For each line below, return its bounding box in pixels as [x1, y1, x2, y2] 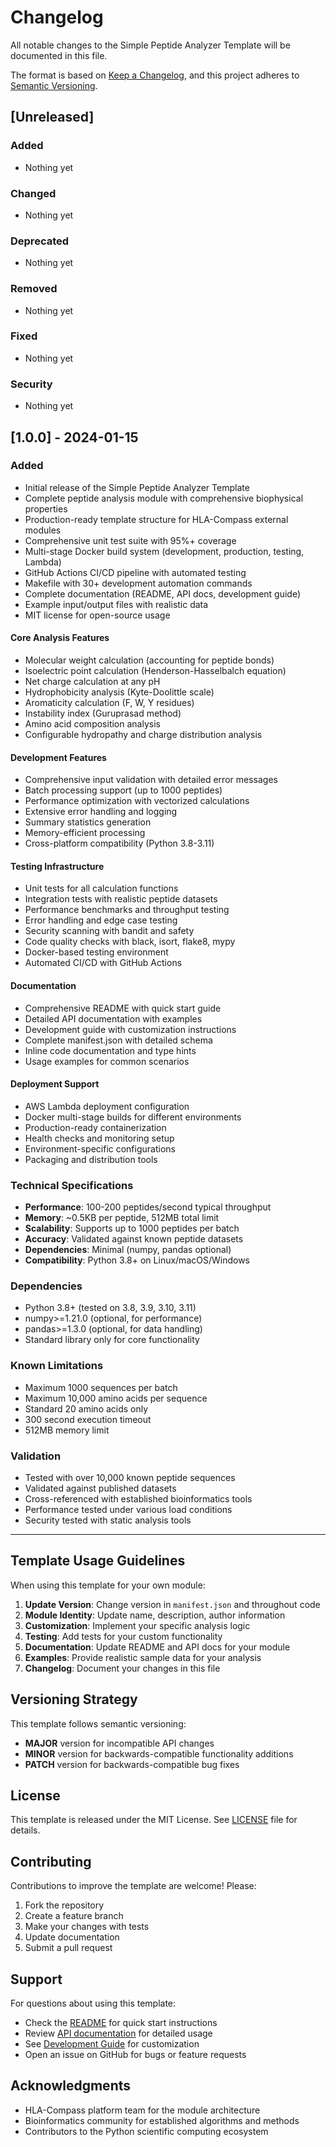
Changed [10, 186, 57, 200]
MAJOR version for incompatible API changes [24, 1737, 215, 1749]
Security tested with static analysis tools [24, 1514, 192, 1526]
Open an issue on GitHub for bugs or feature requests [24, 2049, 247, 2061]
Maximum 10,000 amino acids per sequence [24, 1392, 208, 1404]
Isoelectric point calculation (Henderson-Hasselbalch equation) [24, 665, 287, 676]
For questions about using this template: [10, 1997, 177, 2010]
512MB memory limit [24, 1424, 110, 1436]
